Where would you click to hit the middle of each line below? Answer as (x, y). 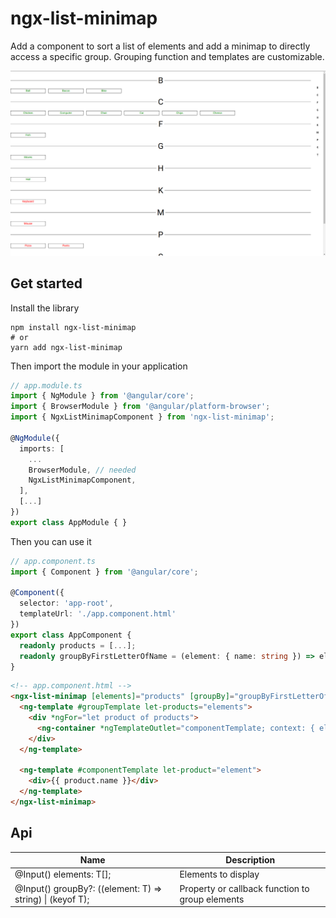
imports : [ (42, 448)
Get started (46, 283)
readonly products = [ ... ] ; (78, 645)
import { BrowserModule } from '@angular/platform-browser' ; (140, 407)
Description (250, 860)
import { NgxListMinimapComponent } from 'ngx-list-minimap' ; (142, 417)
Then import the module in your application (99, 366)
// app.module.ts (46, 385)
